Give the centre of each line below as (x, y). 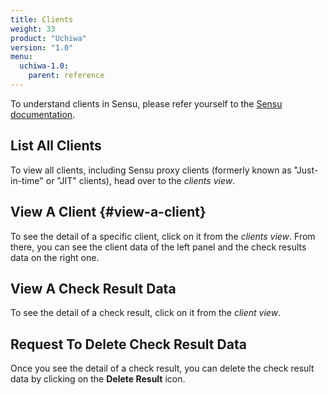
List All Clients (56, 146)
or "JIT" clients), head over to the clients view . (140, 180)
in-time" (27, 180)
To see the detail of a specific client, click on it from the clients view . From (163, 236)
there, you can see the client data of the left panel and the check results (158, 247)
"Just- (306, 170)
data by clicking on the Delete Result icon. (98, 379)
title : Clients (42, 19)
